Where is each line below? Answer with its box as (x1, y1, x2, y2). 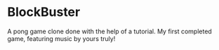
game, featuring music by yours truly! (7, 34, 116, 42)
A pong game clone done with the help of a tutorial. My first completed (7, 27, 212, 35)
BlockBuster (7, 4, 81, 20)
